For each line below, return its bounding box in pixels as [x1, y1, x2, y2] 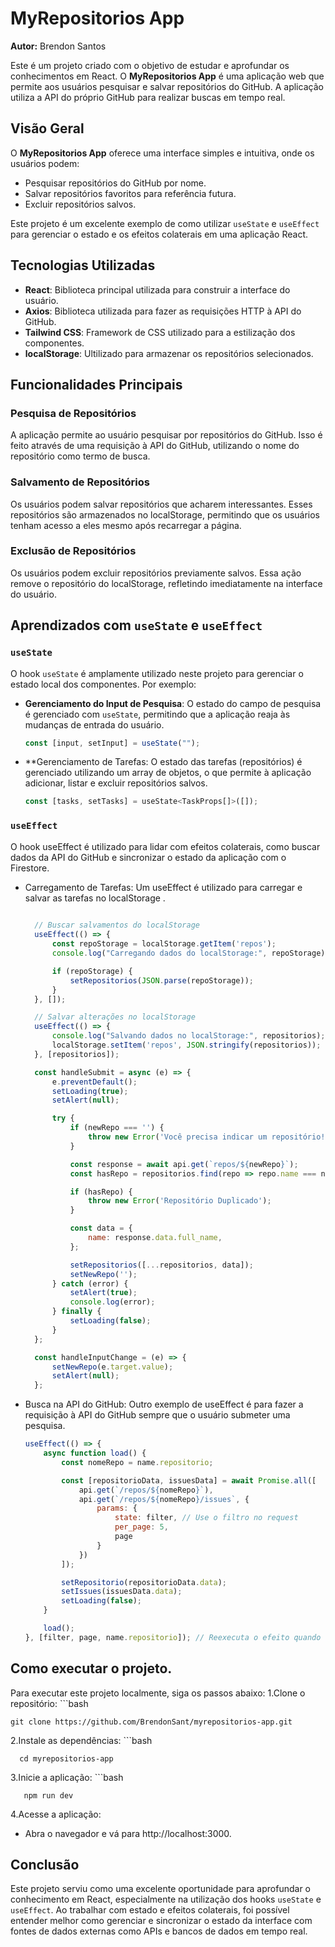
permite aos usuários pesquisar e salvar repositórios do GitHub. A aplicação [10, 80, 324, 92]
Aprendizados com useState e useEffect [10, 617, 263, 634]
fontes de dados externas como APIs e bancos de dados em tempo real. [10, 1925, 308, 1937]
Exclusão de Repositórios [10, 544, 137, 558]
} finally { [51, 1307, 102, 1317]
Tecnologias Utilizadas [10, 257, 156, 274]
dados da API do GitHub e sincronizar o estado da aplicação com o [10, 851, 287, 863]
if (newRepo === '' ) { [69, 1123, 165, 1133]
